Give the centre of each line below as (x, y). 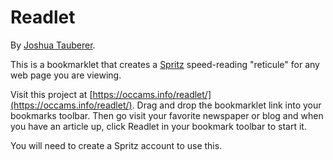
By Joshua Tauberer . (53, 45)
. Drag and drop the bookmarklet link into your (226, 105)
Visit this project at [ (51, 94)
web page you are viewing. (66, 75)
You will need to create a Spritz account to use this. (116, 145)
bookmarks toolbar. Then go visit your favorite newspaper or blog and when (167, 115)
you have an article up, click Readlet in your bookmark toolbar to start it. (158, 126)
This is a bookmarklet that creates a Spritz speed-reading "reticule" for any (165, 64)
